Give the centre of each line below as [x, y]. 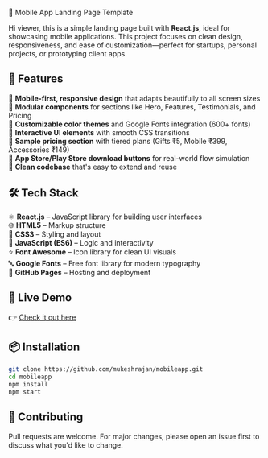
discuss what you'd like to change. [66, 445]
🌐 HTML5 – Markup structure [57, 225]
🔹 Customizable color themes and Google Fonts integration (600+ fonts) [130, 124]
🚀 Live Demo [40, 298]
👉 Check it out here [42, 317]
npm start [25, 392]
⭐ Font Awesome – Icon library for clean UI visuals [93, 252]
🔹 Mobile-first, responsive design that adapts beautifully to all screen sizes [134, 98]
